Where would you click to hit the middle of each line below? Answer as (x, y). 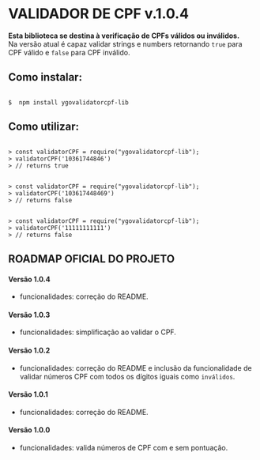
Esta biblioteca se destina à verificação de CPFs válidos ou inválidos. (124, 36)
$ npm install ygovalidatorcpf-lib (68, 102)
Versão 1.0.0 (29, 430)
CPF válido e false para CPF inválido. (69, 52)
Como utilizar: (44, 127)
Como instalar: (45, 77)
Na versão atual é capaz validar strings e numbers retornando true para (125, 43)
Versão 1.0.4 (29, 279)
